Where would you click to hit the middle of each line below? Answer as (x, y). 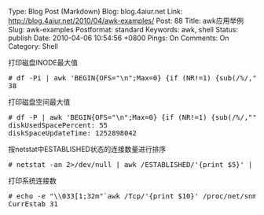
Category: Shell (33, 46)
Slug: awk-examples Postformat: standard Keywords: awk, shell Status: (123, 30)
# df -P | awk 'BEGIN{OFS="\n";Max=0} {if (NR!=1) (108, 117)
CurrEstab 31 (33, 204)
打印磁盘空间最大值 (39, 102)
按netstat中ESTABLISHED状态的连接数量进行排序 (87, 149)
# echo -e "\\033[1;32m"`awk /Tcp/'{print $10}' (103, 196)
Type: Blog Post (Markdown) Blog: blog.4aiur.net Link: (95, 11)
